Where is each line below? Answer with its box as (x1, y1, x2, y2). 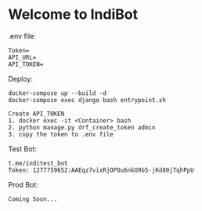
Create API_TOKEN (8, 110, 65, 118)
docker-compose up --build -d (8, 89, 107, 97)
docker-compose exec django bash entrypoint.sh (8, 96, 167, 104)
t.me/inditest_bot (8, 159, 68, 167)
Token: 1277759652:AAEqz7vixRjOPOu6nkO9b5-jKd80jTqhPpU (8, 166, 194, 174)
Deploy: (8, 74, 34, 83)
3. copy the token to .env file (8, 130, 114, 138)
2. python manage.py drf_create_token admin (8, 123, 156, 131)
